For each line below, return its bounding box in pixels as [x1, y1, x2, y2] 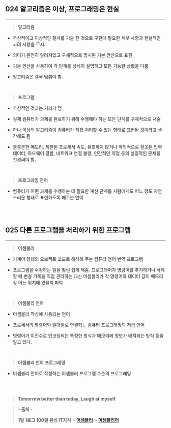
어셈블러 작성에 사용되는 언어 [12, 311, 70, 317]
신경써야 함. [12, 157, 37, 163]
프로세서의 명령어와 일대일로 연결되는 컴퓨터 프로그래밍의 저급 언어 [12, 322, 145, 328]
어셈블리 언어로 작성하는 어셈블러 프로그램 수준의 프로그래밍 [12, 370, 131, 376]
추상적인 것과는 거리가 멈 [12, 105, 62, 111]
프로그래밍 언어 [17, 177, 48, 183]
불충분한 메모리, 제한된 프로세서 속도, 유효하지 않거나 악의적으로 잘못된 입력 [12, 144, 162, 150]
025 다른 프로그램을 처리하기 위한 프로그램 [5, 226, 131, 235]
